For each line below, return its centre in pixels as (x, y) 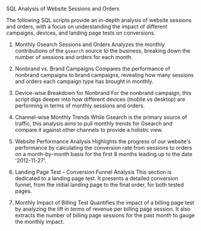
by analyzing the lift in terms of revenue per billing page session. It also (103, 209)
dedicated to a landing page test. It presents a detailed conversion (96, 178)
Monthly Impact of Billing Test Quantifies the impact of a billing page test (104, 203)
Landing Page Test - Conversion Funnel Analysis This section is (93, 172)
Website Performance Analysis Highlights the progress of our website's (103, 141)
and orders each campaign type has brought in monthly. (84, 81)
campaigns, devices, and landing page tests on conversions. (81, 33)
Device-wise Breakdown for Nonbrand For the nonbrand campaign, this (103, 93)
